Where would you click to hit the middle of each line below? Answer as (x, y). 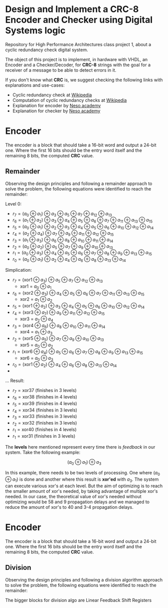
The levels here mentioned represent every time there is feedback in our (80, 447)
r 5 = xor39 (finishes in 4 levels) (45, 404)
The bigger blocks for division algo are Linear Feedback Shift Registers (78, 600)
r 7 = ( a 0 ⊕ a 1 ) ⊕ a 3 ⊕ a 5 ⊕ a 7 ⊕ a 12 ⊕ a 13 (62, 214)
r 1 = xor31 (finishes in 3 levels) (44, 436)
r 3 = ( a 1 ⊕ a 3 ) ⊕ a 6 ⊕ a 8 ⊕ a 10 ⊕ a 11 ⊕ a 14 (63, 240)
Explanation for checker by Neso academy (56, 111)
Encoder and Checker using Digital (79, 20)
